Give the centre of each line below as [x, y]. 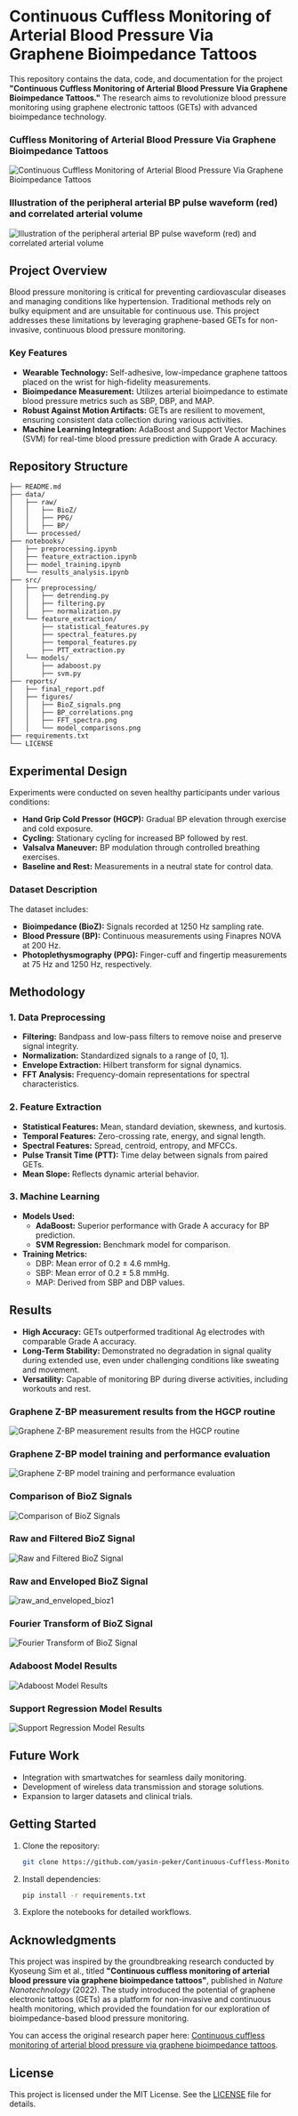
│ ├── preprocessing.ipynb [63, 549]
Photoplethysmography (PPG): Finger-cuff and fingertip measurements [154, 955]
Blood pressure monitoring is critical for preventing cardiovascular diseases [148, 292]
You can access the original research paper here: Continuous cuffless [137, 2036]
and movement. [51, 1369]
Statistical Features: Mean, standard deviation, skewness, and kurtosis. [154, 1127]
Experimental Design [68, 771]
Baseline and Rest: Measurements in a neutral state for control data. [148, 867]
